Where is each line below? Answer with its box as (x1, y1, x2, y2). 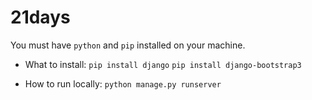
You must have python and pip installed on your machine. (10, 39, 246, 51)
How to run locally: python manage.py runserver (24, 77, 222, 90)
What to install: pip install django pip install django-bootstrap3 (24, 58, 302, 70)
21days (10, 6, 71, 29)
